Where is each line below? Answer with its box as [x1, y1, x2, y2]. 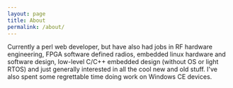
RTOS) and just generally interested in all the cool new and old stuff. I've [7, 65, 218, 74]
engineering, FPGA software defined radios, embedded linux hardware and [7, 50, 227, 58]
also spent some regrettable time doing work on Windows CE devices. [7, 73, 212, 81]
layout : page [7, 10, 46, 18]
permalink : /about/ [7, 23, 65, 30]
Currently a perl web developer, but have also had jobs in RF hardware [7, 43, 213, 51]
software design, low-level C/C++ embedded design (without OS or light [7, 58, 219, 66]
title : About [7, 17, 46, 24]
